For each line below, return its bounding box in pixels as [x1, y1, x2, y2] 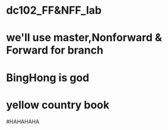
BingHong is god [6, 71, 90, 84]
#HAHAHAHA [6, 117, 40, 125]
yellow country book [6, 98, 110, 112]
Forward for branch [6, 44, 104, 57]
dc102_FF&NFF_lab [6, 4, 102, 17]
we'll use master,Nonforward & [6, 31, 162, 45]
